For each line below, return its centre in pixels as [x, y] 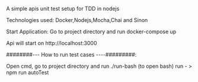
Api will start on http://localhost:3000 [52, 43]
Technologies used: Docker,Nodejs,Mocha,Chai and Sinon [77, 20]
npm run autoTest [28, 72]
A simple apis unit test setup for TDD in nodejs [63, 9]
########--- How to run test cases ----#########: [71, 55]
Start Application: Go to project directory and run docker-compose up [91, 31]
